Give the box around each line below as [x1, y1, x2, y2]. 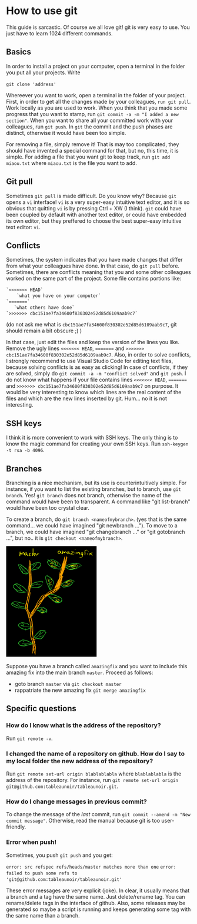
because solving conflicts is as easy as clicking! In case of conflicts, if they [6, 364, 188, 371]
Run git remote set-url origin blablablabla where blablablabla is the [6, 770, 182, 777]
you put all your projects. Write [6, 69, 81, 76]
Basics [6, 47, 31, 57]
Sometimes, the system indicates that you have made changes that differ [6, 256, 183, 263]
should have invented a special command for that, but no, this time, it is [6, 147, 179, 154]
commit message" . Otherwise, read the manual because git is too [6, 817, 161, 824]
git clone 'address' [6, 81, 57, 87]
